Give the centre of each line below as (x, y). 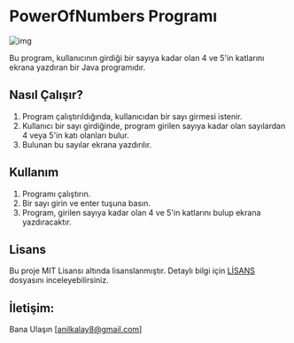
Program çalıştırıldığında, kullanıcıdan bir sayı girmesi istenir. (132, 116)
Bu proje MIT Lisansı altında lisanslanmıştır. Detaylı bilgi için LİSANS (132, 271)
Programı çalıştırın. (56, 194)
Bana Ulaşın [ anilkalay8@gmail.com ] (76, 330)
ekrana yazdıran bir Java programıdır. (77, 67)
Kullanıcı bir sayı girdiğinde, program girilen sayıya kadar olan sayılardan (154, 126)
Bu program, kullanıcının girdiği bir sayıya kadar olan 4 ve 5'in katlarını (137, 57)
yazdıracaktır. (47, 222)
